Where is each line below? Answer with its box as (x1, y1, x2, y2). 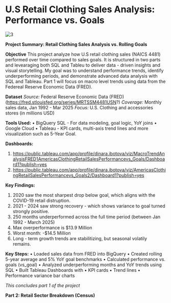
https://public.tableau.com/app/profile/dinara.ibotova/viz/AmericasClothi (12, 167, 166, 173)
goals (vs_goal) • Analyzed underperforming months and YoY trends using (5, 262, 162, 268)
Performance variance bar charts (5, 272, 75, 278)
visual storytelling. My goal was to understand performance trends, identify (5, 67, 164, 74)
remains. (12, 241, 32, 247)
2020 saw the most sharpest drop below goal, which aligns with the (12, 192, 156, 198)
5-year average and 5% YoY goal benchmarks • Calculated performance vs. (5, 256, 166, 262)
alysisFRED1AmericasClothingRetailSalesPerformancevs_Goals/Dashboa (12, 156, 165, 162)
